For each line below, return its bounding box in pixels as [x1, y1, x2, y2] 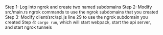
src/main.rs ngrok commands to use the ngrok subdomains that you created [5, 9, 159, 15]
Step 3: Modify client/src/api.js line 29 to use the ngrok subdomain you [5, 14, 148, 20]
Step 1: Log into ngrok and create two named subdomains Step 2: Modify [5, 4, 152, 10]
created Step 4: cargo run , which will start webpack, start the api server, [5, 19, 151, 25]
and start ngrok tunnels [5, 24, 52, 30]
